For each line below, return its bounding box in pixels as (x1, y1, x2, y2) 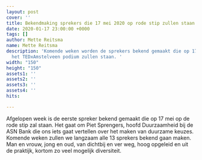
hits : (6, 93, 20, 99)
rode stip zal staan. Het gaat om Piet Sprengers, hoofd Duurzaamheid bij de (6, 121, 194, 129)
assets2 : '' (6, 76, 36, 82)
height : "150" (6, 65, 42, 71)
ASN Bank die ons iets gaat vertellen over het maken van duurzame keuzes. (6, 127, 194, 135)
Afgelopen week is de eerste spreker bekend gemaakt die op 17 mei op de (6, 115, 190, 122)
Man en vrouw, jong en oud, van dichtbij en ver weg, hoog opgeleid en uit (6, 140, 188, 148)
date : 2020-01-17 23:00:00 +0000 (6, 25, 90, 32)
